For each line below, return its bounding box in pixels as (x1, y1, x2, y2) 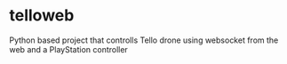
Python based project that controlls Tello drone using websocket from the (9, 35, 279, 45)
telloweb (9, 5, 75, 26)
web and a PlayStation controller (9, 44, 129, 54)
